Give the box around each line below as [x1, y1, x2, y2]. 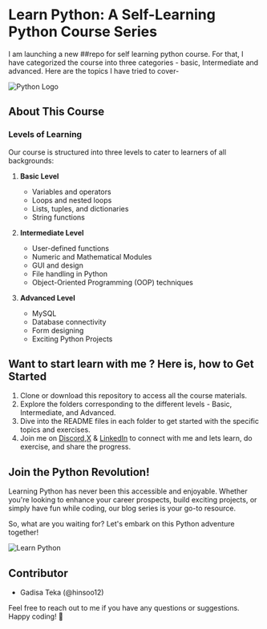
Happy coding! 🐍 [8, 611, 64, 622]
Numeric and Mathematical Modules [31, 252, 152, 261]
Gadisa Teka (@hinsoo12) [19, 587, 104, 598]
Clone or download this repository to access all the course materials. [19, 391, 247, 401]
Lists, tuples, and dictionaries [31, 204, 129, 213]
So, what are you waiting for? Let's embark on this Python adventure [8, 519, 235, 529]
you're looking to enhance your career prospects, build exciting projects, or [8, 495, 257, 505]
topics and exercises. [19, 425, 91, 434]
